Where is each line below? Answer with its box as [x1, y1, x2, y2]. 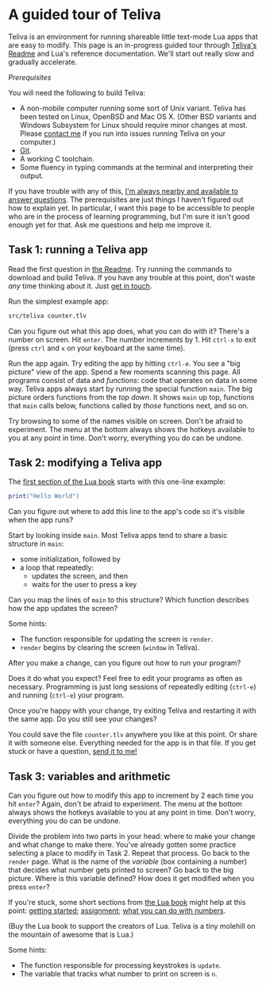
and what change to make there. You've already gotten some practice [8, 840, 237, 849]
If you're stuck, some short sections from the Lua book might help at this [8, 898, 246, 907]
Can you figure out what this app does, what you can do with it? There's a [8, 326, 250, 335]
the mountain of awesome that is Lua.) [8, 930, 134, 939]
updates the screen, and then [31, 571, 129, 581]
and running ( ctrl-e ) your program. [8, 690, 125, 700]
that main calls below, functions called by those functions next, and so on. [8, 400, 249, 410]
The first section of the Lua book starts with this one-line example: [8, 477, 226, 486]
